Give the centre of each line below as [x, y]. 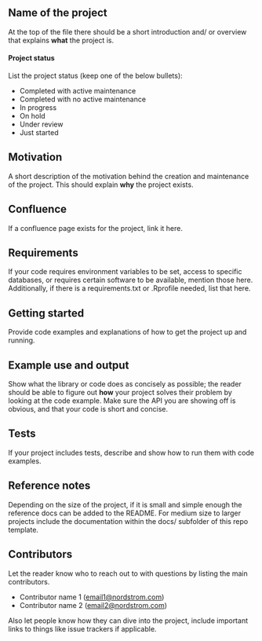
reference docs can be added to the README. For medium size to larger [125, 513]
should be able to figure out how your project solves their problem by [120, 393]
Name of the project [58, 13]
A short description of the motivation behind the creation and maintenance [129, 176]
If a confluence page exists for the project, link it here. [95, 228]
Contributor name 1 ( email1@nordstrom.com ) [92, 597]
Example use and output [69, 365]
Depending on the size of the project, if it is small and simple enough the [125, 504]
